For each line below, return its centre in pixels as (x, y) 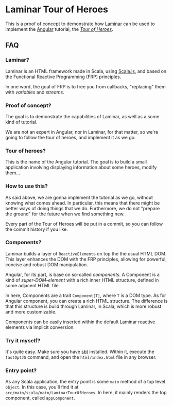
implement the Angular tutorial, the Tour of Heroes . (59, 29)
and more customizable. (31, 311)
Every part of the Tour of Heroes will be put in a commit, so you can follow (84, 224)
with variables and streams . (35, 92)
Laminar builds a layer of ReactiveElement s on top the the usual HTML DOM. (86, 253)
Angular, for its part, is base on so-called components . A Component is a (82, 274)
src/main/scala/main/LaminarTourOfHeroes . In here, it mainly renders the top (86, 393)
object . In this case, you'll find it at (42, 387)
